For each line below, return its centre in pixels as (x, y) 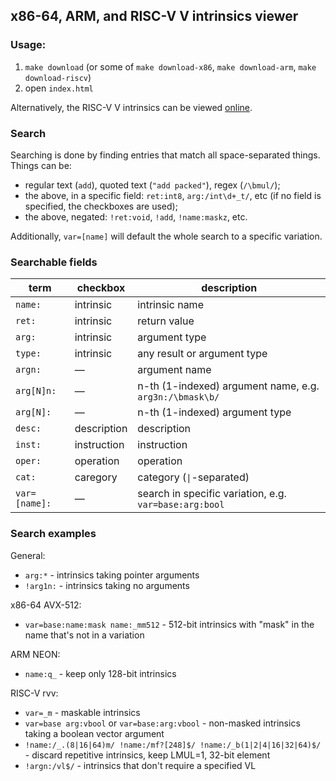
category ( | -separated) (193, 477)
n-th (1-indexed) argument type (214, 412)
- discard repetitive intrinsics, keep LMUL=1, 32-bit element (147, 755)
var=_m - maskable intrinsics (82, 712)
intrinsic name (170, 305)
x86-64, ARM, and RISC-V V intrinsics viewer (154, 16)
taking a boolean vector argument (94, 733)
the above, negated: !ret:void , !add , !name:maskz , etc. (136, 216)
